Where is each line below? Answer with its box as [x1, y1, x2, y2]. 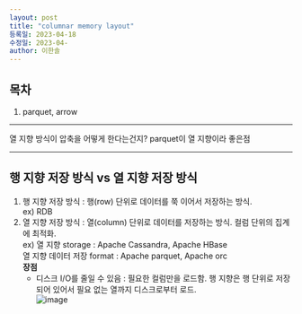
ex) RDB [22, 205, 53, 216]
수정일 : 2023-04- [9, 38, 69, 48]
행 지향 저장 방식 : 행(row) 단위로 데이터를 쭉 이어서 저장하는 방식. [22, 196, 253, 206]
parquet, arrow [22, 106, 78, 117]
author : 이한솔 [9, 47, 61, 56]
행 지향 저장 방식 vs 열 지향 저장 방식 [9, 170, 198, 186]
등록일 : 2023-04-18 [9, 30, 76, 39]
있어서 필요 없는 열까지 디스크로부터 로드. [52, 283, 197, 294]
